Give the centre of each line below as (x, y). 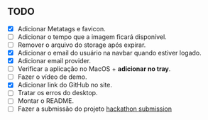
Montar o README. (46, 101)
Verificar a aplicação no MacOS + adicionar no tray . (94, 69)
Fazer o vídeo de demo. (52, 77)
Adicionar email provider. (54, 61)
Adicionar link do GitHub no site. (65, 85)
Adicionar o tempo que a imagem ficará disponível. (92, 37)
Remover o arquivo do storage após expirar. (82, 45)
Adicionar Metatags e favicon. (61, 28)
